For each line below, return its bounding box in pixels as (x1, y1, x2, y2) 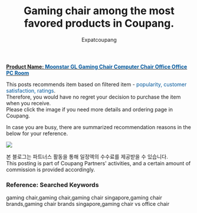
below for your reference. (6, 130, 68, 137)
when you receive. (6, 99, 51, 107)
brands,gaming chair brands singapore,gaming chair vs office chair (6, 201, 170, 208)
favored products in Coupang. (24, 17, 175, 30)
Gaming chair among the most (23, 4, 175, 18)
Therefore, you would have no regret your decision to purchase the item (6, 93, 181, 100)
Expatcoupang (81, 36, 117, 43)
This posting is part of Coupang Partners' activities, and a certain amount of (6, 159, 191, 166)
